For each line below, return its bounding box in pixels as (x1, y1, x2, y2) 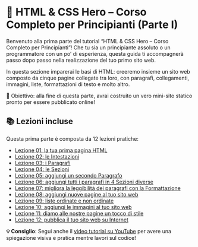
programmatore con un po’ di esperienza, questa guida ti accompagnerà (6, 50, 184, 57)
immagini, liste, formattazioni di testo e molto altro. (6, 80, 130, 88)
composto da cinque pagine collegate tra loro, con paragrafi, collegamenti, (6, 74, 189, 81)
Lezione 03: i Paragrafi (14, 159, 71, 166)
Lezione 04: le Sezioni (14, 166, 70, 173)
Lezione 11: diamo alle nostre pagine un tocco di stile (14, 210, 144, 217)
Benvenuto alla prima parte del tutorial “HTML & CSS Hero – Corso (6, 37, 169, 45)
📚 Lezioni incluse (6, 116, 73, 126)
